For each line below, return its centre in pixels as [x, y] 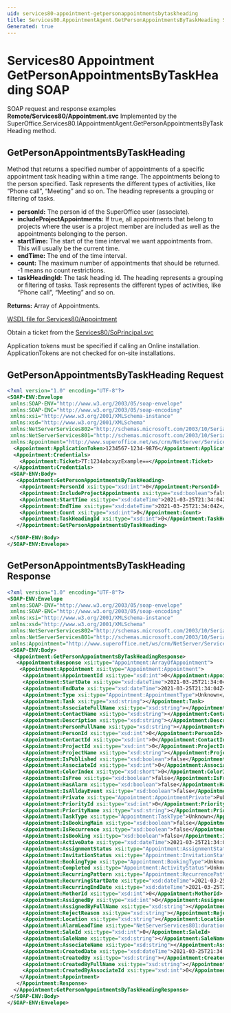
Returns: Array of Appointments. [54, 306]
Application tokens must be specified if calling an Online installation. [104, 346]
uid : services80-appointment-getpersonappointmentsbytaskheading [102, 13]
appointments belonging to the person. [72, 234]
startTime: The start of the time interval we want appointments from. [115, 241]
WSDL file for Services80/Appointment [62, 319]
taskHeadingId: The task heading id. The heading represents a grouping [120, 278]
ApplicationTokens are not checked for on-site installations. [91, 353]
